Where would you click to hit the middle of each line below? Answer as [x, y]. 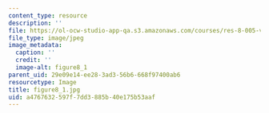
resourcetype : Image [43, 82]
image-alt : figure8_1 [52, 68]
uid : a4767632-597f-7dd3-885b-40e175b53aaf [82, 97]
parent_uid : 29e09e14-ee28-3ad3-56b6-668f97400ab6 [94, 75]
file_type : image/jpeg [46, 38]
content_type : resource [48, 16]
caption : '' [36, 53]
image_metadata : [35, 45]
